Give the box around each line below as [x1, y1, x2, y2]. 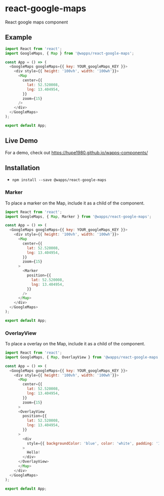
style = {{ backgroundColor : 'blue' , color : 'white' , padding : [26, 441, 154, 446]
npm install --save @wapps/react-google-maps [12, 178, 106, 182]
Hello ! [26, 450, 41, 455]
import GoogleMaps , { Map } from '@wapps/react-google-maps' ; [5, 51, 134, 56]
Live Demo [5, 136, 38, 145]
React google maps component [5, 19, 68, 25]
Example [5, 33, 32, 42]
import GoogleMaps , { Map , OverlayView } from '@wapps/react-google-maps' [5, 355, 161, 360]
